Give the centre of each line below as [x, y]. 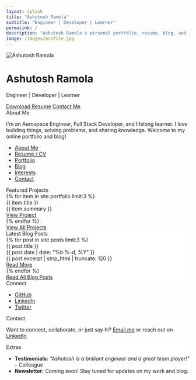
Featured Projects [27, 190]
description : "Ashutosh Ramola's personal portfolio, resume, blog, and [96, 33]
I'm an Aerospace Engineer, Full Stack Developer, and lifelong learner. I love [97, 124]
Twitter [23, 307]
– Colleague [29, 365]
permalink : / [22, 28]
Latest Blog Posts [27, 233]
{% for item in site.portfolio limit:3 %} [50, 196]
